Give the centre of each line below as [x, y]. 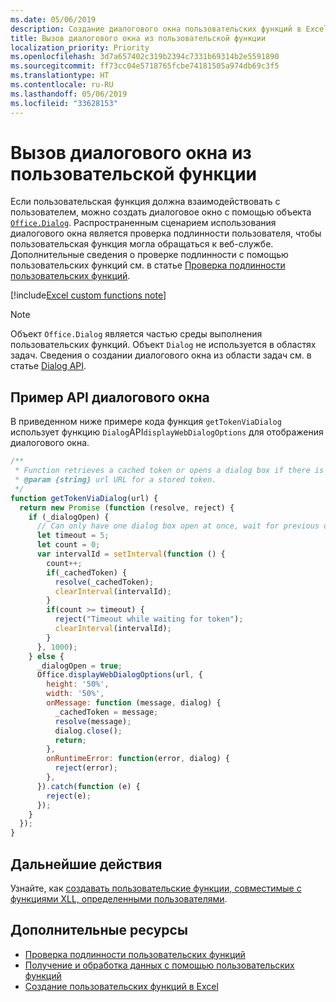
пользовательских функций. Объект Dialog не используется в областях [163, 345]
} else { [46, 656]
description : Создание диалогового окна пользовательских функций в [156, 29]
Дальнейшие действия [86, 864]
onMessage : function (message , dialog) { [134, 703]
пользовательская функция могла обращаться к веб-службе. [142, 244]
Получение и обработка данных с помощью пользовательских [159, 965]
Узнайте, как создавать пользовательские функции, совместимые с [156, 888]
